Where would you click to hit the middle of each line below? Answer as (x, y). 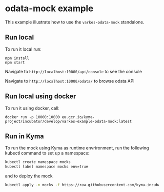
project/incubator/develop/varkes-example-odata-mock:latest (69, 121)
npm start (15, 62)
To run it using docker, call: (32, 108)
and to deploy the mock (29, 176)
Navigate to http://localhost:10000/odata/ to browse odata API (70, 81)
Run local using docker (41, 96)
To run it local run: (23, 49)
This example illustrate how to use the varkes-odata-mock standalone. (75, 22)
